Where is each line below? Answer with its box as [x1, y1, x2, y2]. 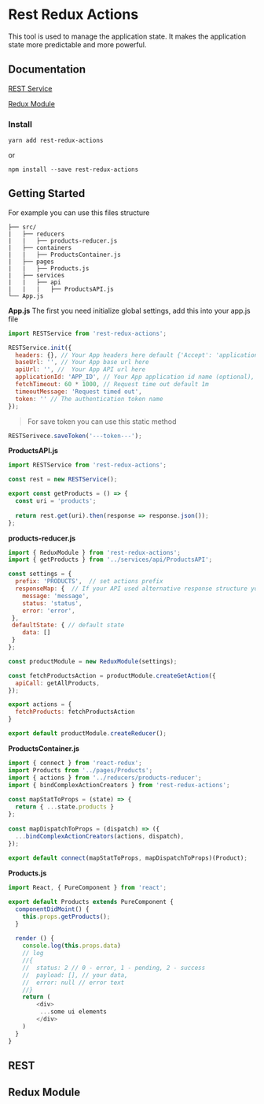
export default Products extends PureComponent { [8, 898, 174, 906]
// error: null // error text [22, 979, 125, 987]
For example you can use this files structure [8, 207, 150, 217]
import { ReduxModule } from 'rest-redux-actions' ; [8, 548, 181, 556]
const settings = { [8, 570, 72, 578]
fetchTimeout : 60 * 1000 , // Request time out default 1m [15, 381, 210, 388]
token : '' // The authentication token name [15, 395, 163, 403]
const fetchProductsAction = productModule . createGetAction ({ [8, 671, 216, 679]
